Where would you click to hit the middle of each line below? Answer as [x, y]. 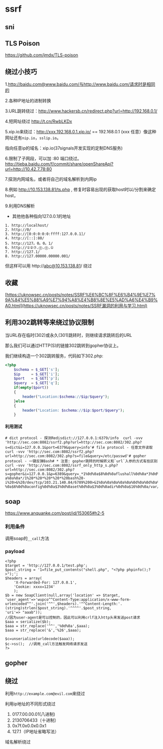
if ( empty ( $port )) [31, 388]
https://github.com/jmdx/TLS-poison [42, 55]
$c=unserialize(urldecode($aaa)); [40, 639]
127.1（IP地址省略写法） [35, 731]
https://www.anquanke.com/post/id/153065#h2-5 [55, 513]
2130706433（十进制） [35, 720]
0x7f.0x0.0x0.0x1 [29, 726]
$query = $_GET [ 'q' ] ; [37, 383]
